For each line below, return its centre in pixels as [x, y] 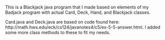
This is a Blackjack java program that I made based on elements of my [77, 7]
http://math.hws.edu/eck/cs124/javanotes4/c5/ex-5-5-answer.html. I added [83, 27]
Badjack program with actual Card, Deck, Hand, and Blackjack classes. [78, 12]
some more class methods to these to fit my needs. [58, 32]
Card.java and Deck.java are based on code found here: [62, 22]
